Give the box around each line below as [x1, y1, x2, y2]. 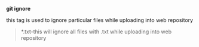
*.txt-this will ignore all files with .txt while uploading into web [20, 28, 172, 35]
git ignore [6, 5, 31, 12]
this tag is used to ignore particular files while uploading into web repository [6, 17, 193, 23]
